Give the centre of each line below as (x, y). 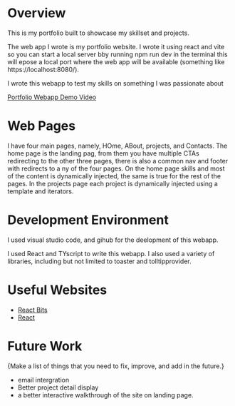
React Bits (32, 310)
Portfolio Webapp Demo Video (52, 97)
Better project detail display (58, 387)
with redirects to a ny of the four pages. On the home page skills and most (116, 168)
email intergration (43, 380)
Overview (37, 13)
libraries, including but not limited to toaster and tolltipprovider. (99, 261)
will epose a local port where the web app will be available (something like (116, 61)
